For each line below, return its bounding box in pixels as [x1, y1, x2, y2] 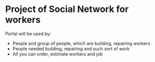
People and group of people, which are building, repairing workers [12, 40, 150, 46]
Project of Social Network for [5, 3, 129, 15]
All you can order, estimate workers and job [12, 51, 103, 57]
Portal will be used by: [5, 30, 51, 36]
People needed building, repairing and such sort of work [12, 45, 130, 51]
